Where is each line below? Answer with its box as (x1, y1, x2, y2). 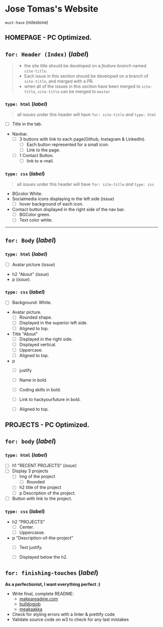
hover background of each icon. (19, 201, 83, 207)
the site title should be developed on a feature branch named (24, 63, 147, 69)
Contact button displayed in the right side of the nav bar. (12, 207, 125, 212)
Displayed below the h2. (19, 554, 68, 560)
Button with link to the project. (12, 496, 73, 501)
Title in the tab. (12, 121, 42, 127)
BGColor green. (19, 212, 51, 218)
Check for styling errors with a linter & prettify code (12, 611, 115, 617)
